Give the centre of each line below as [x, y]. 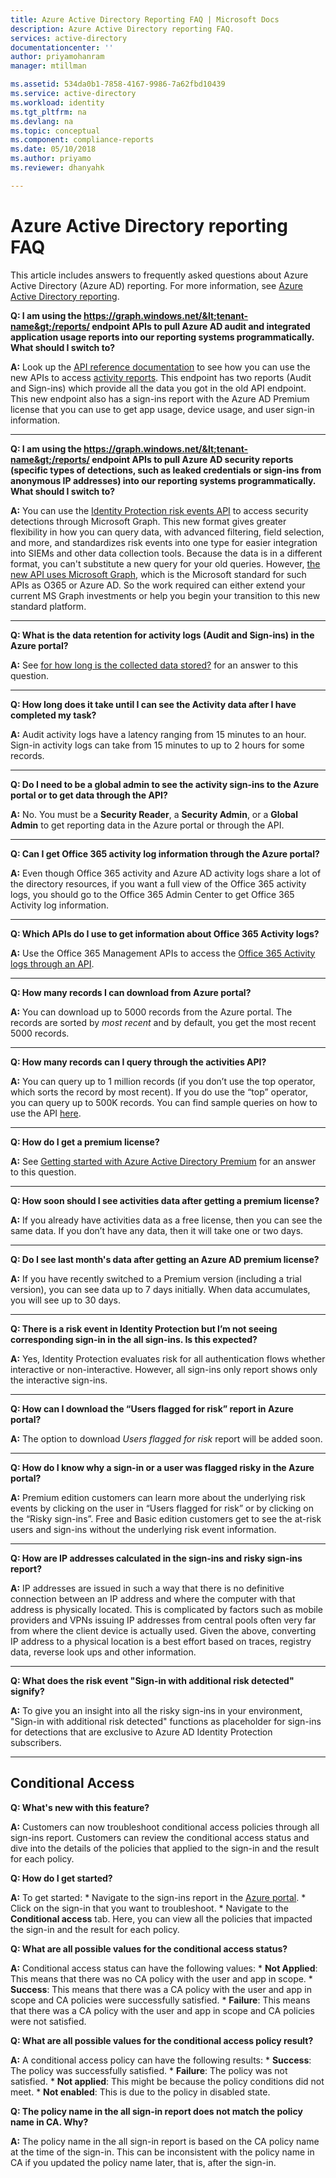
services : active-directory [69, 38]
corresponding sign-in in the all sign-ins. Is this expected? [134, 1339]
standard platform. [48, 606]
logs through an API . [52, 963]
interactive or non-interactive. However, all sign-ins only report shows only [164, 1369]
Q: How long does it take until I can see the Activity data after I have [153, 704]
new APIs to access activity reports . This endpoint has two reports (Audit [161, 377]
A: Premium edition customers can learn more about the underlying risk [158, 1497]
